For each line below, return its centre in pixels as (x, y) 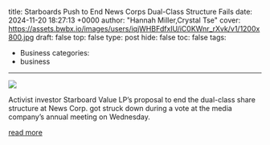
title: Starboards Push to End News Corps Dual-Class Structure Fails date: (131, 12)
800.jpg (21, 37)
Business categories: (55, 53)
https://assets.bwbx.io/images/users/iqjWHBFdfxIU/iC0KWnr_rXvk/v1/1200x (134, 29)
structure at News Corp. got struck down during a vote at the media (121, 108)
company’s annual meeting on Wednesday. (80, 117)
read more (25, 133)
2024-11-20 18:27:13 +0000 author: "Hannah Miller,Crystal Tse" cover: (125, 20)
